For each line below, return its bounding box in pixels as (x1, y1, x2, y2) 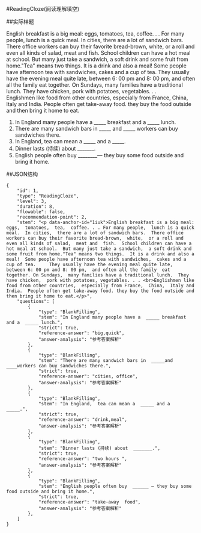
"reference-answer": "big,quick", (38, 330, 125, 336)
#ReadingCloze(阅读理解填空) (6, 5, 80, 12)
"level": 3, (17, 198, 47, 204)
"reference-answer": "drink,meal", (38, 417, 128, 423)
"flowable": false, (17, 209, 66, 215)
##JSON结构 (6, 170, 38, 178)
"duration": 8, (17, 204, 55, 210)
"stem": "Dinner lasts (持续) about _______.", (38, 445, 161, 451)
